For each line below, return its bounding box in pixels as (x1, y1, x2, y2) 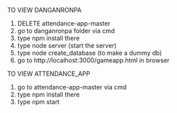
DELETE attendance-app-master (17, 19, 111, 27)
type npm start (17, 98, 60, 106)
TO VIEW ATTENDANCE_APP (7, 69, 90, 78)
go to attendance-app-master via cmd (17, 83, 127, 91)
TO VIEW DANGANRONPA (7, 6, 82, 14)
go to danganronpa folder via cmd (17, 27, 115, 35)
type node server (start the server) (17, 42, 117, 49)
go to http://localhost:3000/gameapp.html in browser (17, 56, 170, 64)
